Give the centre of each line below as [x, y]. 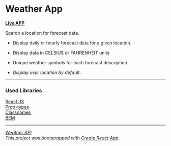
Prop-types [17, 107]
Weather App [34, 9]
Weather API [19, 133]
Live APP [15, 23]
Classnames [18, 112]
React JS [15, 102]
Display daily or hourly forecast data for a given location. [72, 43]
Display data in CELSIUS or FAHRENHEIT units [61, 53]
